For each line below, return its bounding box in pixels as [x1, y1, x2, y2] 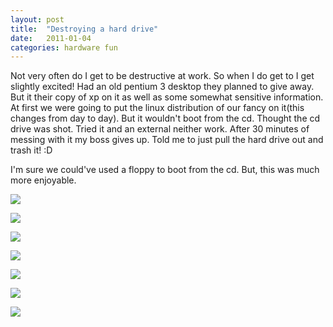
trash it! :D [10, 144, 53, 156]
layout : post [10, 14, 65, 25]
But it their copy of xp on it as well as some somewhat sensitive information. [10, 91, 324, 103]
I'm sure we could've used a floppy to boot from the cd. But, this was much [10, 164, 320, 176]
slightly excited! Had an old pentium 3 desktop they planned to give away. [10, 81, 315, 93]
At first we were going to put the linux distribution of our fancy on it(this [10, 102, 305, 114]
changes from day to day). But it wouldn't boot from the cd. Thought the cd [10, 112, 321, 125]
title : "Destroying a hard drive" [10, 24, 159, 34]
